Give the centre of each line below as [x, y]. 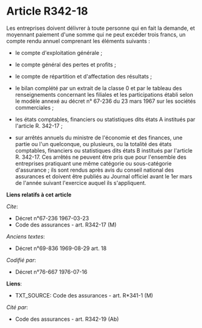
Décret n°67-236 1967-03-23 [52, 218]
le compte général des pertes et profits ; [66, 65]
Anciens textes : [26, 236]
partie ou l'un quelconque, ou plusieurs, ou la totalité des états [93, 144]
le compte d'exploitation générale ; [58, 52]
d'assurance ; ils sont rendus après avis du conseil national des [95, 170]
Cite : [12, 206]
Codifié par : [21, 260]
